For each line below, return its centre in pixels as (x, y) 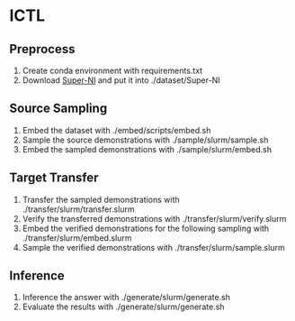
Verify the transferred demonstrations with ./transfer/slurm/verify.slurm (154, 218)
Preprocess (42, 49)
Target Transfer (54, 178)
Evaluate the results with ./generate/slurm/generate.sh (123, 307)
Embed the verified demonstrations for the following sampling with (146, 228)
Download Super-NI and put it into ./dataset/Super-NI (121, 80)
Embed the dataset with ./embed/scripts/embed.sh (116, 130)
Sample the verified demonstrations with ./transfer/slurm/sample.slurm (153, 247)
